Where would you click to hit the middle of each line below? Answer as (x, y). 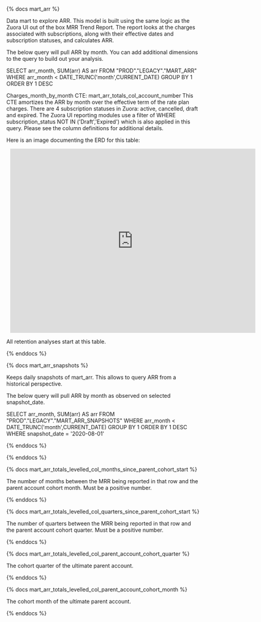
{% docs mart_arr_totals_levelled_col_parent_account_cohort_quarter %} (98, 554)
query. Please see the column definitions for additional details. (85, 128)
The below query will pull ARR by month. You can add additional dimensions (102, 52)
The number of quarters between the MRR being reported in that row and (99, 523)
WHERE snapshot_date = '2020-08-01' (55, 433)
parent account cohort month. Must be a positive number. (79, 488)
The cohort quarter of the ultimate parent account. (70, 566)
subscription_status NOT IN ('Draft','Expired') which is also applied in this (98, 122)
